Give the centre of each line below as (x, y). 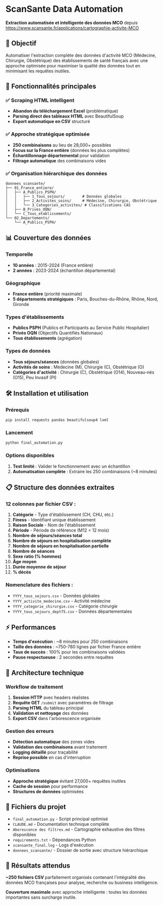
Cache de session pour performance (50, 786)
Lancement (19, 433)
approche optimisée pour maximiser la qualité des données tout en (73, 65)
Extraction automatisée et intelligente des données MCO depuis (72, 23)
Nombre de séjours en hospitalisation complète (62, 541)
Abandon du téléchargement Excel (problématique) (65, 111)
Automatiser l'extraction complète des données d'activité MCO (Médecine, (81, 55)
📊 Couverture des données (48, 238)
